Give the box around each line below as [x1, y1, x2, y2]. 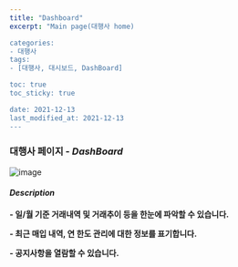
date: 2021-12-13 [9, 105, 76, 114]
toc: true [9, 80, 47, 89]
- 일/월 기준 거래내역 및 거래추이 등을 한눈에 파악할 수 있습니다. [9, 209, 230, 220]
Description [9, 188, 56, 199]
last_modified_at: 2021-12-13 [9, 113, 125, 123]
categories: [9, 38, 55, 47]
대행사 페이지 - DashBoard [9, 145, 123, 158]
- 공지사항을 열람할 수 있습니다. [9, 248, 119, 258]
